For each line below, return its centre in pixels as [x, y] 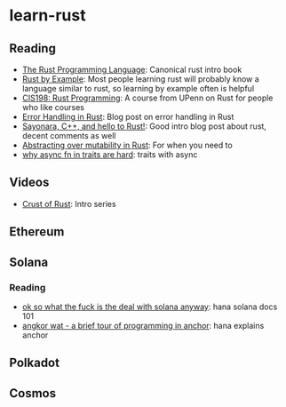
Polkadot [35, 363]
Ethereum [37, 232]
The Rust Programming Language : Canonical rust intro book [132, 69]
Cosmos [32, 393]
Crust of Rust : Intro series [69, 203]
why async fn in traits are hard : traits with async [110, 155]
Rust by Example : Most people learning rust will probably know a [140, 79]
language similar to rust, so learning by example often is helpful [138, 88]
